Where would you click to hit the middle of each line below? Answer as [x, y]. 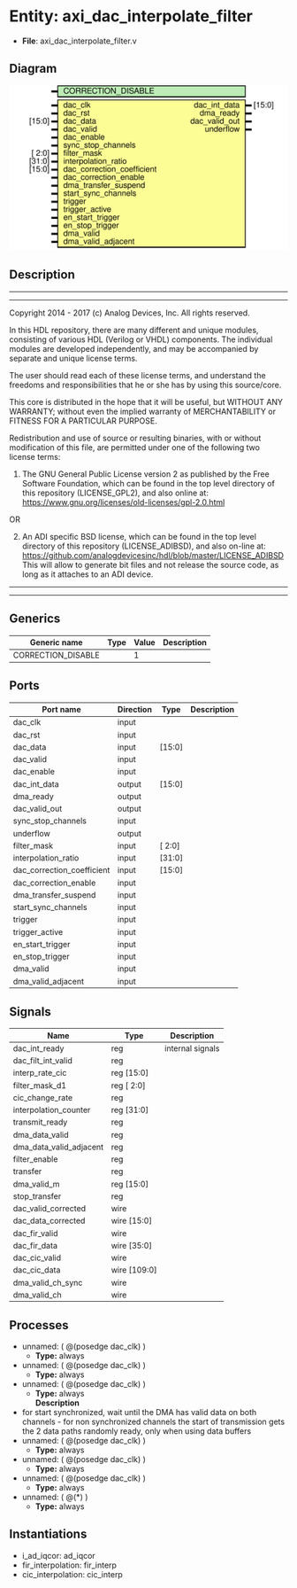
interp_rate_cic [40, 1073]
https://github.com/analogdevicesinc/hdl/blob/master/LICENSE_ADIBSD [153, 555]
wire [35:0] [132, 1245]
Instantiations [48, 1534]
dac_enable [34, 772]
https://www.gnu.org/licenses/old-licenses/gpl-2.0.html [123, 502]
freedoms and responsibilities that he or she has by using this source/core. [145, 385]
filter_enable [35, 1159]
